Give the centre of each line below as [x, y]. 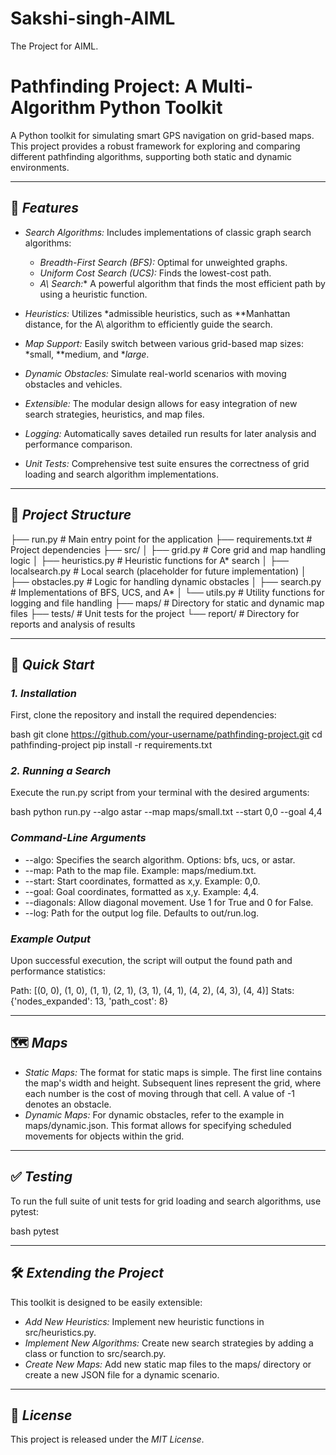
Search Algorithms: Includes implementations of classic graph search [168, 232]
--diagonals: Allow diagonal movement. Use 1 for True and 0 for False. [169, 902]
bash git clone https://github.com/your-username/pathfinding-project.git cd [166, 734]
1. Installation [43, 693]
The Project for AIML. [54, 46]
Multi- [227, 86]
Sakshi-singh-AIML [93, 18]
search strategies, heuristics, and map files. [114, 414]
